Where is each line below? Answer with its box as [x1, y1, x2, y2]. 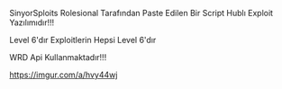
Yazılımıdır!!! [9, 17, 55, 28]
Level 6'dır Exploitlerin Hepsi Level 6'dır [9, 35, 157, 45]
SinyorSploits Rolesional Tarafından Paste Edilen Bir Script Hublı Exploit [9, 8, 273, 18]
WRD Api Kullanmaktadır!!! [9, 52, 107, 62]
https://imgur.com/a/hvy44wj [9, 69, 118, 80]
